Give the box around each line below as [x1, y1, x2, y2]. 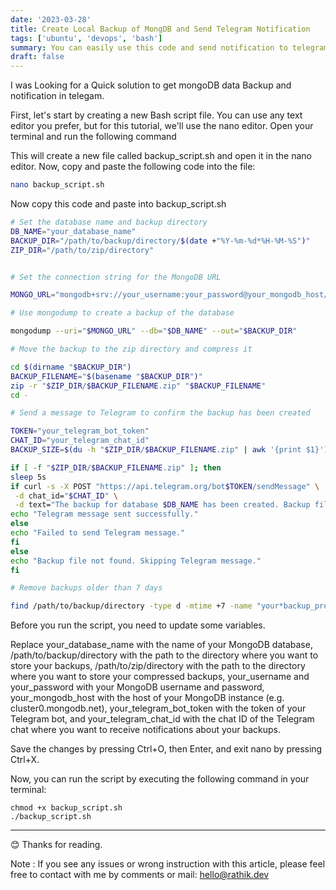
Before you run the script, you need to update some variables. [10, 619, 266, 631]
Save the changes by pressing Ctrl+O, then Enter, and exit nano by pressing [10, 743, 323, 755]
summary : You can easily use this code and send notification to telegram [10, 42, 329, 53]
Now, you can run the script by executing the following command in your [10, 773, 310, 785]
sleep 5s [10, 472, 47, 482]
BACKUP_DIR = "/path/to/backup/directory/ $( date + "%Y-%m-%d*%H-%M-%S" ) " [10, 236, 311, 246]
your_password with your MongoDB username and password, [10, 681, 265, 693]
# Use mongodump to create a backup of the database [10, 308, 235, 318]
